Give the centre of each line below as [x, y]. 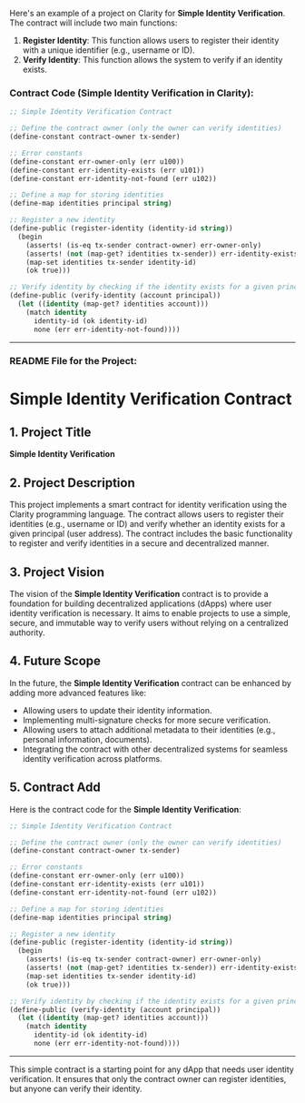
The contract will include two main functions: [93, 23]
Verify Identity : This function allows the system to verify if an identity [152, 60]
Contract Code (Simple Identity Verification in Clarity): [132, 93]
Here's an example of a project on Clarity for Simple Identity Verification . [148, 13]
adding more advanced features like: [78, 693]
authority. [27, 632]
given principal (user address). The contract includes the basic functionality [151, 534]
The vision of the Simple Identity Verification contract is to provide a [139, 594]
